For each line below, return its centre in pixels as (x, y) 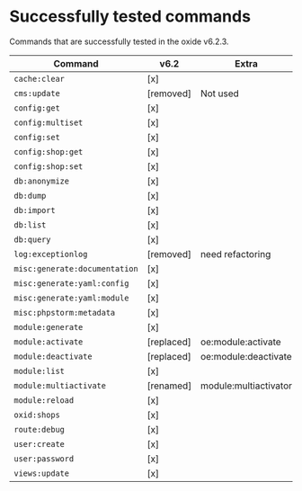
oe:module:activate (241, 342)
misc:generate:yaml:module (71, 298)
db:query (32, 239)
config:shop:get (49, 152)
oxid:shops (37, 415)
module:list (40, 371)
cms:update (37, 93)
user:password (44, 459)
